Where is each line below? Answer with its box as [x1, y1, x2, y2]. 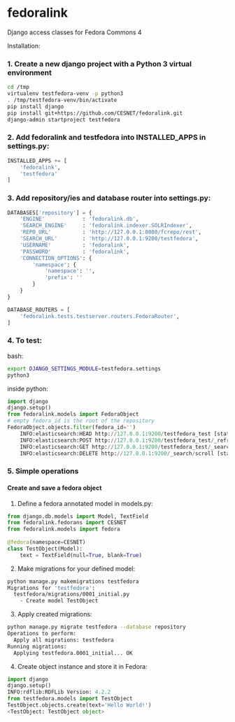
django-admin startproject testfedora [7, 116, 120, 123]
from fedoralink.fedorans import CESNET [7, 519, 127, 526]
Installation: [7, 41, 41, 50]
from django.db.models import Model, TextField [7, 512, 149, 520]
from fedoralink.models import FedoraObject [7, 411, 139, 418]
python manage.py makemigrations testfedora [7, 578, 139, 585]
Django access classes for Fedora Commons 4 [7, 28, 142, 36]
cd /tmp [7, 84, 30, 91]
